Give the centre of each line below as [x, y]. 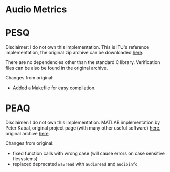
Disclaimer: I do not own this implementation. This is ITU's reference [77, 47]
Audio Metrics [36, 9]
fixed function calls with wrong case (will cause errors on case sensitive [89, 153]
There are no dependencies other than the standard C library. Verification [83, 62]
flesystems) [25, 159]
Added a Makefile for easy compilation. [54, 88]
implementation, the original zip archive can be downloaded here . [75, 53]
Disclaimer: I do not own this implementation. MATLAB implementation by [83, 123]
